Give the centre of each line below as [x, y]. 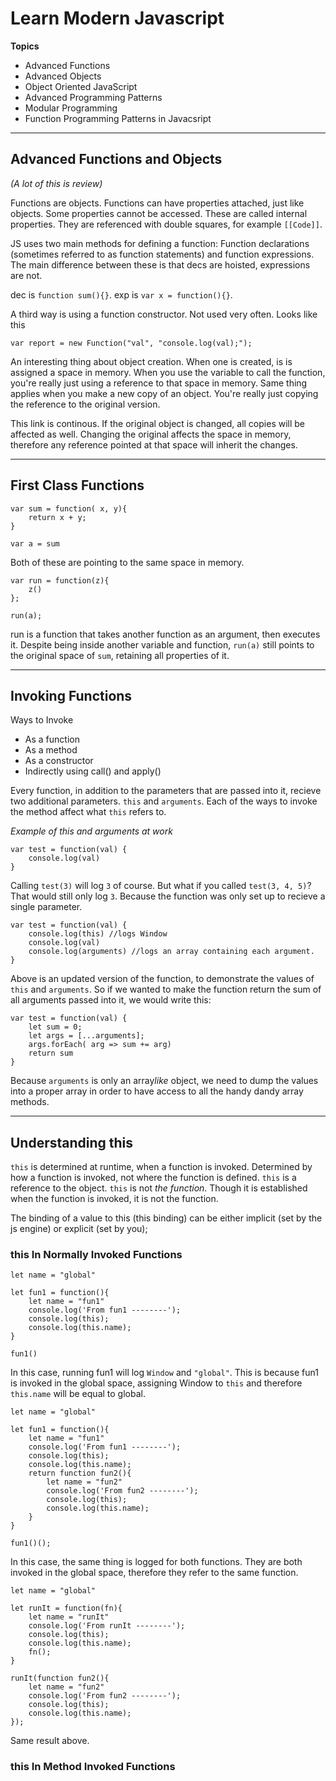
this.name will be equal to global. [78, 1394]
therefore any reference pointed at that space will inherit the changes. [154, 444]
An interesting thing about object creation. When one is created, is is [151, 361]
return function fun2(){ [80, 1473]
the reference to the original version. [85, 404]
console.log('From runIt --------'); [107, 1626]
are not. [26, 275]
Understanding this [72, 1142]
